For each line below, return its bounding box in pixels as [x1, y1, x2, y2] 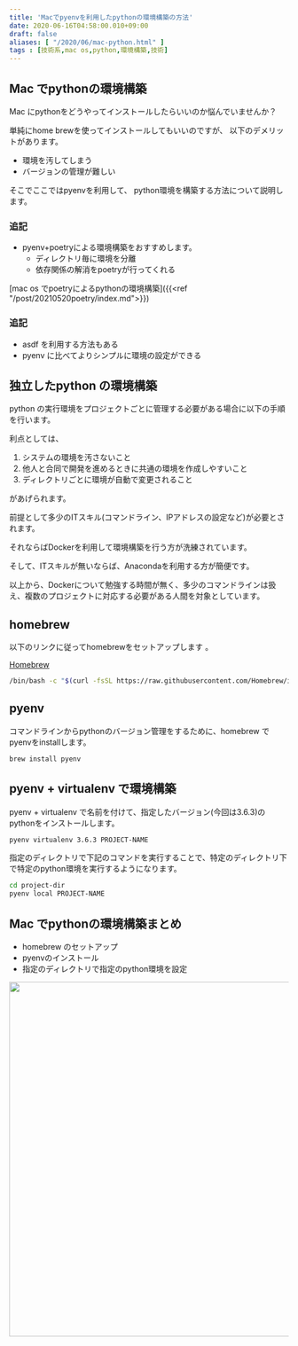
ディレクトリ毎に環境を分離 [35, 254, 137, 264]
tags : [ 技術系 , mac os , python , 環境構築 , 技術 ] [9, 46, 169, 55]
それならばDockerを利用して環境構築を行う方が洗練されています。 [9, 542, 253, 552]
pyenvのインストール [21, 952, 99, 963]
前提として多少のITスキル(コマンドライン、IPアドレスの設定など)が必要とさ [9, 512, 286, 523]
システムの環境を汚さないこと [21, 452, 131, 463]
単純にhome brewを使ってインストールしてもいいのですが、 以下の [9, 125, 254, 136]
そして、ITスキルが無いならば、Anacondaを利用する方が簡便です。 [9, 560, 255, 572]
